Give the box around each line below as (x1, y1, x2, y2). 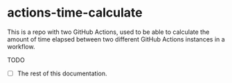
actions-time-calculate (7, 5, 143, 21)
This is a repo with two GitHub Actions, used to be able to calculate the (7, 28, 210, 36)
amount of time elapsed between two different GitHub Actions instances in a (7, 35, 225, 43)
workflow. (7, 42, 35, 50)
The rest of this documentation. (17, 69, 107, 77)
